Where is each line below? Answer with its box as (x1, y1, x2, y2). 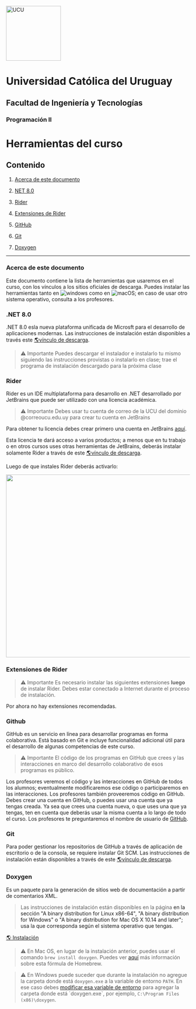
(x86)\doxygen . (20, 996, 57, 1003)
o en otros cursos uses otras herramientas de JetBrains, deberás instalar (6, 443, 181, 450)
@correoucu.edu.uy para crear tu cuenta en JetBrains (20, 414, 150, 421)
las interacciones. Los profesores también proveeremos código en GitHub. (6, 790, 185, 797)
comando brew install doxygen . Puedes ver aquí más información (20, 953, 181, 960)
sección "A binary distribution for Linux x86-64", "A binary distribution (20, 910, 189, 917)
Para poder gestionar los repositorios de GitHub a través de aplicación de (6, 843, 183, 850)
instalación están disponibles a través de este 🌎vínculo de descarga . (6, 856, 173, 863)
